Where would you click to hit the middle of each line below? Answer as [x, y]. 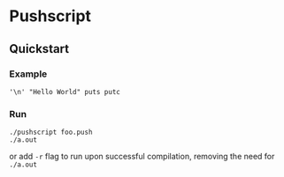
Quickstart [39, 49]
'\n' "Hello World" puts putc [65, 92]
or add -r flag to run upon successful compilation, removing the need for [142, 157]
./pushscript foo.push [51, 133]
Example [28, 74]
